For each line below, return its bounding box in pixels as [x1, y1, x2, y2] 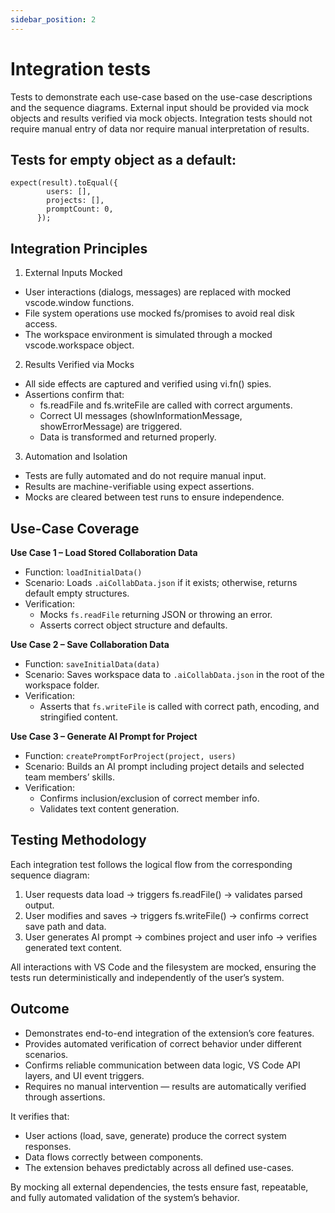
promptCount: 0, [46, 204, 114, 215]
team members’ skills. [24, 771, 115, 783]
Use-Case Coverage [10, 520, 140, 537]
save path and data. [24, 920, 107, 932]
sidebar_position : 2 [10, 14, 97, 25]
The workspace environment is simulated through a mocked [24, 329, 273, 341]
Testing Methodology [10, 832, 147, 849]
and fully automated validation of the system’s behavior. [10, 1191, 240, 1203]
